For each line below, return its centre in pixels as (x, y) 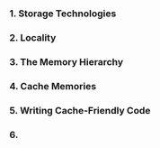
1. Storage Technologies (63, 14)
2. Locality (33, 37)
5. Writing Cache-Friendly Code (80, 110)
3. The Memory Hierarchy (67, 61)
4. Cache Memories (53, 86)
